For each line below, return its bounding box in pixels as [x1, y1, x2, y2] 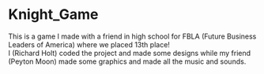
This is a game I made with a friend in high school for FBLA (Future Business [8, 31, 257, 41]
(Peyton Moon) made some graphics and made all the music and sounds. [8, 57, 247, 66]
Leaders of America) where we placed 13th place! [8, 39, 170, 49]
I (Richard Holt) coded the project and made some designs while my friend [8, 48, 251, 57]
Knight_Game [8, 6, 99, 24]
